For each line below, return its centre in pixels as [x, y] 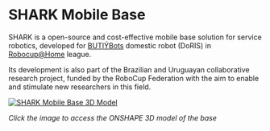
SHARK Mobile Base [77, 15]
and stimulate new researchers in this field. [80, 87]
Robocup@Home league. [50, 54]
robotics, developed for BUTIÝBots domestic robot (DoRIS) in [110, 45]
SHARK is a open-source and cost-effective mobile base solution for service [135, 37]
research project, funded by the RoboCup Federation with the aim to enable [134, 78]
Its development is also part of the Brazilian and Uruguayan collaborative [129, 69]
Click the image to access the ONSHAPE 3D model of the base [113, 117]
